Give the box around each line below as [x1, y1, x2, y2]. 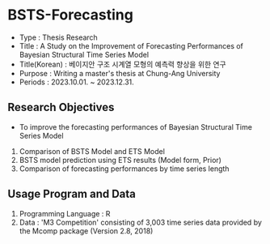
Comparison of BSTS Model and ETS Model [19, 146, 165, 156]
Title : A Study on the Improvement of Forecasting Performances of [19, 41, 244, 50]
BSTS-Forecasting [7, 6, 134, 24]
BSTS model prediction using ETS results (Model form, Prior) [19, 155, 221, 165]
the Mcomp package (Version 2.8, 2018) [19, 225, 154, 236]
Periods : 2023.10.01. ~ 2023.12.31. [19, 77, 134, 87]
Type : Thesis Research [19, 32, 98, 42]
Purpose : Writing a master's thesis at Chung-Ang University [19, 68, 221, 78]
